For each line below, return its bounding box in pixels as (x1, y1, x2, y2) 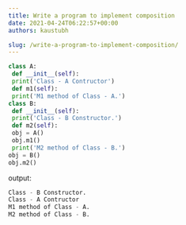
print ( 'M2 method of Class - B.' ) (11, 144, 126, 152)
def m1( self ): (11, 84, 59, 92)
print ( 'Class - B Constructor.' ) (11, 114, 123, 122)
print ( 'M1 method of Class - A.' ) (11, 92, 126, 100)
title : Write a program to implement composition (8, 11, 176, 20)
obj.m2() (8, 158, 37, 167)
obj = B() (8, 151, 41, 159)
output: (8, 173, 32, 183)
